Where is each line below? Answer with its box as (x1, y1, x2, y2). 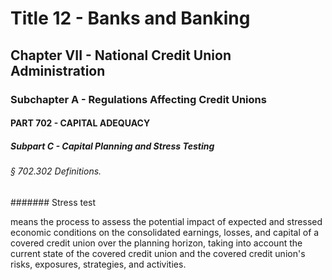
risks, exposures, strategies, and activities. (10, 258, 187, 270)
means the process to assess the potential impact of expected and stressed (10, 215, 323, 227)
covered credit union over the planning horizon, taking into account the (10, 237, 303, 249)
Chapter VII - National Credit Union (10, 47, 232, 64)
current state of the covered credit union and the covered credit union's (10, 247, 306, 259)
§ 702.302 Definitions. (10, 165, 102, 177)
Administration (10, 62, 106, 79)
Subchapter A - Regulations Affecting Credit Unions (10, 92, 267, 106)
